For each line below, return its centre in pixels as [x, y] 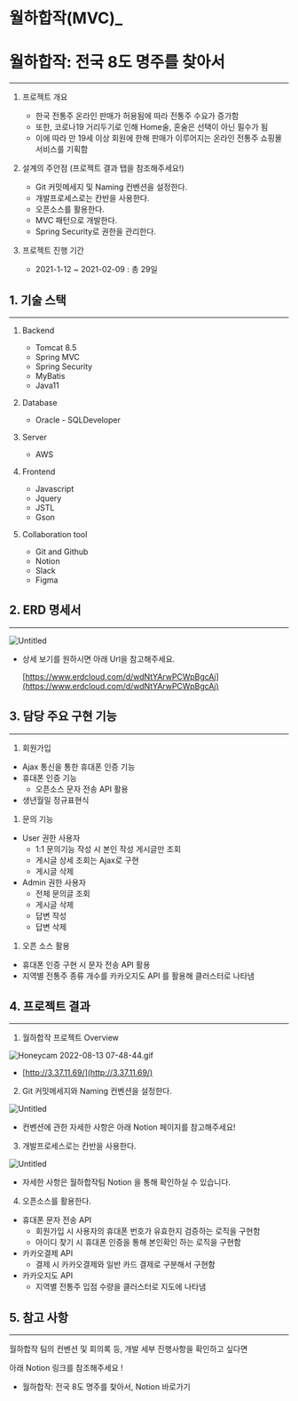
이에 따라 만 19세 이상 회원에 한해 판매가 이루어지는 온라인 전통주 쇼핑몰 [158, 138]
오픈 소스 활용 [46, 946]
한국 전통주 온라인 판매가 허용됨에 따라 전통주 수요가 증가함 [137, 116]
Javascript [55, 488]
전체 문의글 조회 [63, 893]
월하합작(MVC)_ [66, 18]
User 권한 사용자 [51, 838]
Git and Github [62, 552]
